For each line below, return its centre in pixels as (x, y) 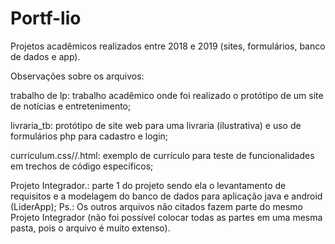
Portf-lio (46, 18)
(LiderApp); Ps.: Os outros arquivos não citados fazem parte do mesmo (156, 206)
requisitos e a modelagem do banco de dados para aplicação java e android (166, 196)
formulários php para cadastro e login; (89, 136)
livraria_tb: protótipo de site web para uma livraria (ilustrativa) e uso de (156, 125)
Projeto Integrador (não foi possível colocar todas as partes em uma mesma (166, 217)
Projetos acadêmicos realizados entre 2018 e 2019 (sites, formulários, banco (168, 46)
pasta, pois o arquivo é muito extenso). (90, 228)
